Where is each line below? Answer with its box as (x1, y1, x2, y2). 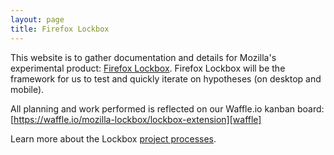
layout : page (10, 14, 65, 25)
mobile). (10, 83, 45, 95)
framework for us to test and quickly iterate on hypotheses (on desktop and (10, 72, 322, 85)
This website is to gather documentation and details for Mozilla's (10, 51, 277, 63)
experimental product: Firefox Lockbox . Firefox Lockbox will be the (10, 62, 286, 74)
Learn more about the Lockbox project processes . (10, 132, 217, 145)
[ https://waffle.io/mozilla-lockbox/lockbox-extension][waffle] (10, 113, 262, 125)
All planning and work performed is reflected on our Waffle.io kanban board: (10, 102, 325, 115)
